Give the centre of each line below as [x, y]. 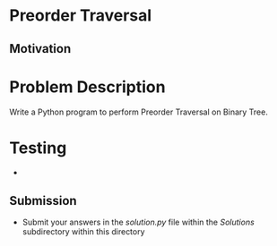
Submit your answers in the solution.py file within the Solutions [138, 222]
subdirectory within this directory [83, 232]
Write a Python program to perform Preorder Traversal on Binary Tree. [139, 112]
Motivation [40, 49]
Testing [38, 148]
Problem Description [87, 87]
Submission [43, 201]
